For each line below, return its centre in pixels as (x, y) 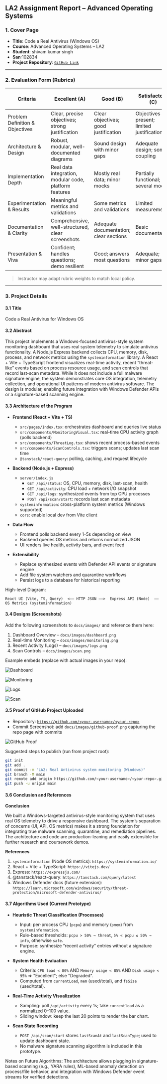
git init (14, 760)
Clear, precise (67, 113)
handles (60, 254)
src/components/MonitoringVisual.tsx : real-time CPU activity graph (89, 432)
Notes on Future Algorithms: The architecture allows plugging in (71, 1061)
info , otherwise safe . (42, 940)
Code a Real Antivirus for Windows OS (44, 319)
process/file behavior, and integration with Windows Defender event (75, 1072)
